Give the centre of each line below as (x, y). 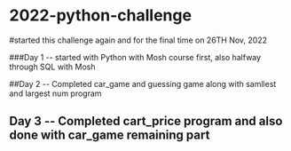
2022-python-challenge (101, 16)
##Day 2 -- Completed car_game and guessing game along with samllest (143, 83)
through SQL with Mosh (52, 67)
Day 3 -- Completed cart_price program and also (146, 121)
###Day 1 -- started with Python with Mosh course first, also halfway (135, 57)
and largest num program (55, 93)
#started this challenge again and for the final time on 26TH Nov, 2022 (138, 40)
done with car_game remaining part (110, 135)
